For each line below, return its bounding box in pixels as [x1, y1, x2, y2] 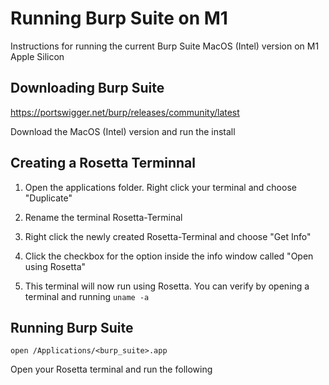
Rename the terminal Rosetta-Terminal [24, 211, 183, 223]
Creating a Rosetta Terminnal [10, 155, 196, 172]
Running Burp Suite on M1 [10, 7, 228, 30]
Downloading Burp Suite [10, 80, 165, 97]
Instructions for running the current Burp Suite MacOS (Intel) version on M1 [10, 40, 320, 52]
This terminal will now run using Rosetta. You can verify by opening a [24, 280, 310, 292]
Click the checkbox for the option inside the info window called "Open [24, 250, 314, 262]
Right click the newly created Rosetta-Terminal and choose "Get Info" [24, 230, 312, 242]
